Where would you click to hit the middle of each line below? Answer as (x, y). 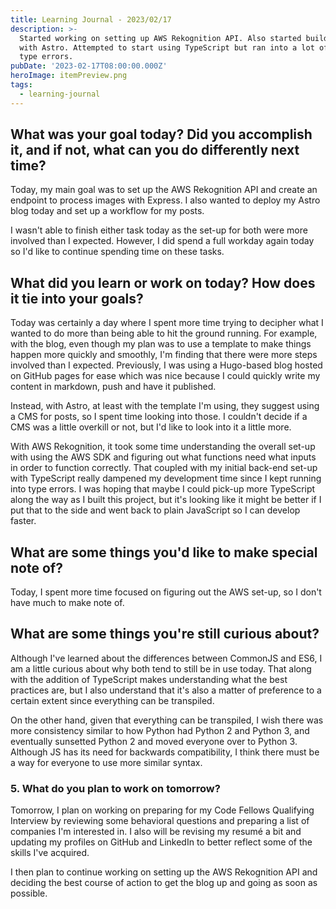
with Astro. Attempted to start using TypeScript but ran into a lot (167, 47)
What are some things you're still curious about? (165, 634)
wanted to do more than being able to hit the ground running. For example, (164, 333)
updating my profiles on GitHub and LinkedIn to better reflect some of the (161, 842)
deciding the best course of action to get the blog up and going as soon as (164, 883)
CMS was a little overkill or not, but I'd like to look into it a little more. (151, 427)
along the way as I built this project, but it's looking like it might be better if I (166, 500)
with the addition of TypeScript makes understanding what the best (149, 679)
